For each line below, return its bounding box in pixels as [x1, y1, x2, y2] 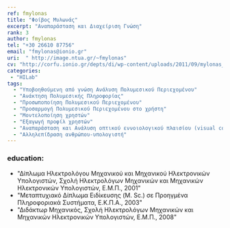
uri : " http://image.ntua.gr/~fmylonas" [7, 55, 127, 62]
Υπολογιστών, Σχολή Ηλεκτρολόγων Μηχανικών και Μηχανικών [16, 176, 203, 185]
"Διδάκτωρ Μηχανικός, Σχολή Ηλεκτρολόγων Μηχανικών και [16, 205, 194, 214]
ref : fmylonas [7, 10, 48, 17]
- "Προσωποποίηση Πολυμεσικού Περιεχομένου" [13, 99, 142, 106]
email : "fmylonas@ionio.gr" [7, 49, 88, 55]
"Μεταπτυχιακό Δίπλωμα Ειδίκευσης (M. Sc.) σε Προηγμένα [16, 191, 188, 199]
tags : [7, 80, 23, 87]
